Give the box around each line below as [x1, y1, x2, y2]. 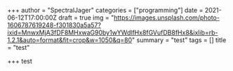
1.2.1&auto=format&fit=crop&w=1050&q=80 [7, 36, 133, 44]
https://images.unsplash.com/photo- [113, 13, 220, 22]
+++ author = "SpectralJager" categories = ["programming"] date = [7, 6, 204, 14]
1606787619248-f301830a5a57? [7, 21, 102, 29]
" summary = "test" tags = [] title [132, 36, 227, 44]
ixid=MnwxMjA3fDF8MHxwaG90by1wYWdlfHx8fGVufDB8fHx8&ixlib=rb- [7, 28, 218, 37]
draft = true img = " [58, 13, 114, 22]
